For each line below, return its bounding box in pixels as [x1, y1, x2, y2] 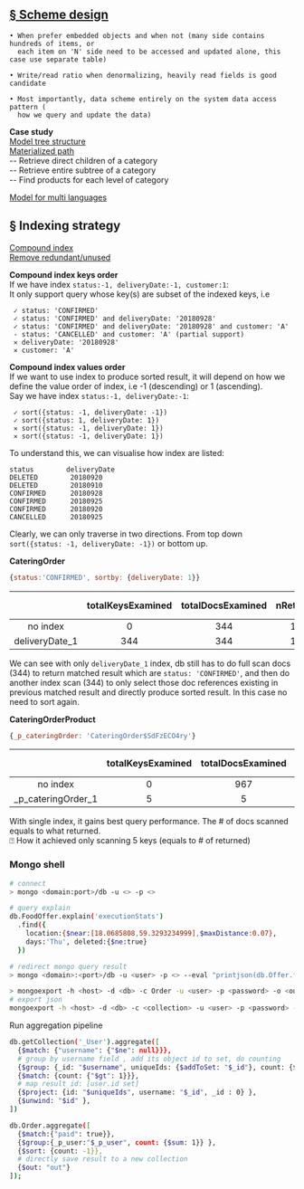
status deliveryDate [9, 465, 116, 474]
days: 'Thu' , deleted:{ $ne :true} [25, 937, 147, 946]
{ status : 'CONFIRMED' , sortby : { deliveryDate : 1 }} [9, 573, 201, 582]
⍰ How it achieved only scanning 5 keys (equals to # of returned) [9, 835, 251, 846]
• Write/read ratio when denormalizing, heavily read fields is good [9, 71, 278, 80]
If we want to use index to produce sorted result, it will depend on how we [9, 371, 286, 382]
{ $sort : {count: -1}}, [17, 1146, 103, 1156]
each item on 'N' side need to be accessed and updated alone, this [17, 47, 281, 56]
